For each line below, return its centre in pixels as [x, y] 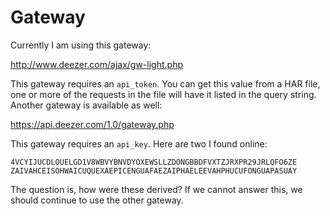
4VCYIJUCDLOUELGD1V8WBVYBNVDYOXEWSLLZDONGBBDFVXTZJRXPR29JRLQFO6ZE [154, 162]
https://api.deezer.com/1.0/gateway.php [92, 124]
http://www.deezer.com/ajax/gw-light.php [96, 64]
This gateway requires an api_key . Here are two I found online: [139, 143]
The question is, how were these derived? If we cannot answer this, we [156, 189]
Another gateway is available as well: [86, 105]
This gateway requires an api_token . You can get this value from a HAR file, [165, 83]
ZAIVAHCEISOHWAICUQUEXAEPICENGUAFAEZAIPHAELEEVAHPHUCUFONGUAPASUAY [154, 171]
